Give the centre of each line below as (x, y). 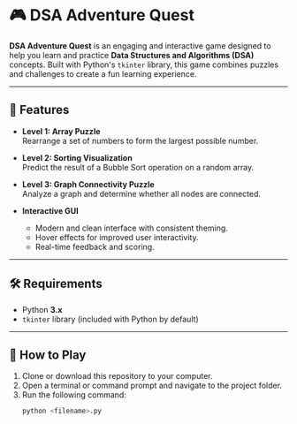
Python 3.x (42, 309)
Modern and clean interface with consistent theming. (131, 228)
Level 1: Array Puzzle (61, 131)
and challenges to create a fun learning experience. (103, 73)
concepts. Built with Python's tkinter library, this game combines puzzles (144, 64)
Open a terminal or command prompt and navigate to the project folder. (152, 386)
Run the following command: (74, 395)
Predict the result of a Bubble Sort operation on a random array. (138, 167)
